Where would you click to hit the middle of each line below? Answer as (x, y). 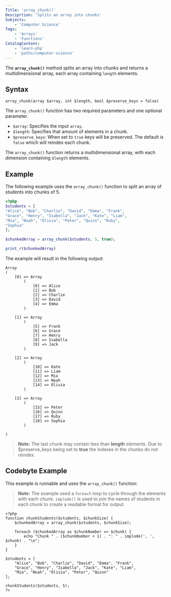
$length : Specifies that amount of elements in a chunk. (70, 132)
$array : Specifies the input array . (48, 126)
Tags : (11, 29)
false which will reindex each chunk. (52, 142)
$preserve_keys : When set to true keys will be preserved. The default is (88, 137)
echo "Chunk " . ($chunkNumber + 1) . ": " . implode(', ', (89, 536)
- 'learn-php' (29, 48)
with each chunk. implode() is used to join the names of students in (89, 499)
